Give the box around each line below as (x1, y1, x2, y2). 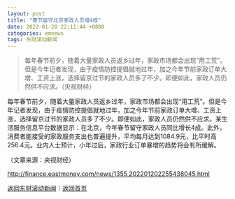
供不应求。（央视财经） (30, 82, 96, 91)
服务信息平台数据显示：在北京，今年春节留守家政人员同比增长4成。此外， (13, 124, 226, 132)
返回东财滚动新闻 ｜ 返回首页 (7, 184, 87, 193)
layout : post (7, 10, 45, 17)
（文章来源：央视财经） (7, 156, 75, 164)
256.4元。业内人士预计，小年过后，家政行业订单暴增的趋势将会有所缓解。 (7, 141, 220, 149)
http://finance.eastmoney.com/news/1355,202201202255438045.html (7, 170, 210, 178)
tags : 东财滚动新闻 (7, 36, 58, 43)
